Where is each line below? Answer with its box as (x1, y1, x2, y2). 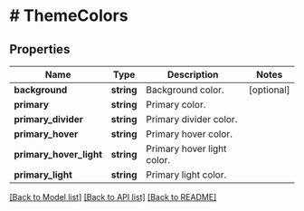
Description (166, 69, 219, 81)
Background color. (146, 83, 224, 96)
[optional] (248, 83, 290, 96)
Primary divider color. (146, 113, 238, 125)
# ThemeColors (9, 5, 128, 26)
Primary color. (146, 99, 206, 110)
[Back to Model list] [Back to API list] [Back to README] (9, 192, 217, 202)
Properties (9, 42, 71, 57)
